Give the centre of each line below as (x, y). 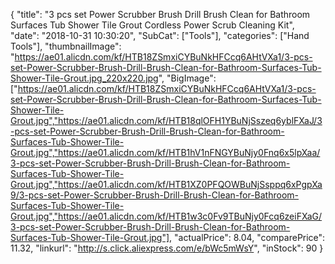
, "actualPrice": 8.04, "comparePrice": (247, 237)
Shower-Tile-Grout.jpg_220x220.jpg (84, 78)
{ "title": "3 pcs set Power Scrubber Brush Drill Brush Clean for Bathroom (160, 14)
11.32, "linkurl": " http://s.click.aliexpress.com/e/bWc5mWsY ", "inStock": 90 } (167, 248)
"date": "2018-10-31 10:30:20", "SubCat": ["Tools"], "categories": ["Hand (160, 35)
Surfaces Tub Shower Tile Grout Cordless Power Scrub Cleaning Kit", (152, 25)
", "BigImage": (187, 78)
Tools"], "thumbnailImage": (66, 46)
